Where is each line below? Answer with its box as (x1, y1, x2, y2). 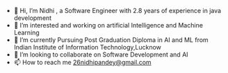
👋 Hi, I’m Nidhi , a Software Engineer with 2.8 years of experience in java (13, 7, 221, 14)
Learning (13, 28, 40, 36)
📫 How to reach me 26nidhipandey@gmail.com (13, 59, 152, 66)
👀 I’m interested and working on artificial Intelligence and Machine (13, 21, 204, 29)
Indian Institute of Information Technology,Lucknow (13, 43, 162, 51)
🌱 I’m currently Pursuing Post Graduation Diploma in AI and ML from (13, 36, 209, 44)
